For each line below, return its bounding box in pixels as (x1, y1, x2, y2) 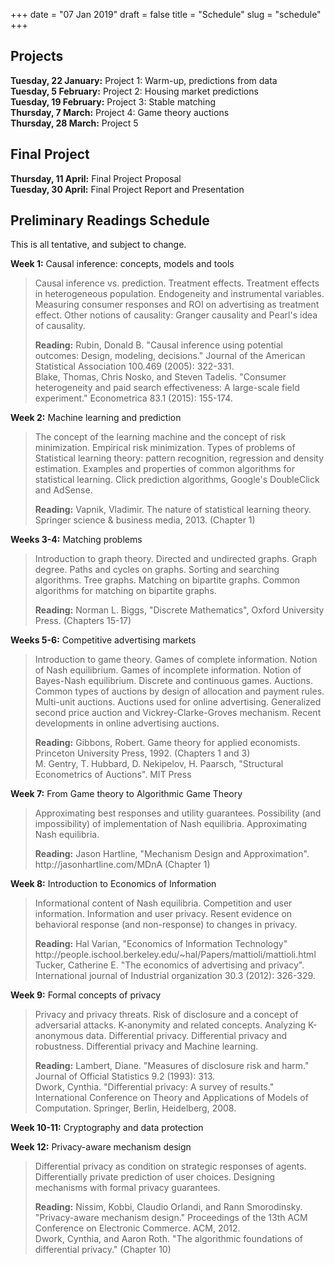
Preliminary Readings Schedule (10, 212, 210, 229)
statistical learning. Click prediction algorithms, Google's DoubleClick (34, 474, 320, 486)
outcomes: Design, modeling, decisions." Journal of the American (34, 350, 306, 362)
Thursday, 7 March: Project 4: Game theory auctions (10, 106, 230, 118)
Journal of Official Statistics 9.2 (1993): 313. (34, 1070, 215, 1083)
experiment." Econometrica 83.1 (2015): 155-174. (34, 392, 233, 404)
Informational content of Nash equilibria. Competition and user (34, 897, 293, 909)
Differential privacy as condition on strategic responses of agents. (34, 1160, 307, 1173)
